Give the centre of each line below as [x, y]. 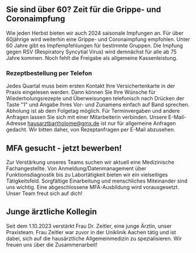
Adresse [16, 123]
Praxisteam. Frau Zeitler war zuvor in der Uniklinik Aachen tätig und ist [91, 232]
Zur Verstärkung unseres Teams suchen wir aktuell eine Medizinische [90, 162]
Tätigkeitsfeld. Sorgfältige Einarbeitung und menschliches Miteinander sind [97, 181]
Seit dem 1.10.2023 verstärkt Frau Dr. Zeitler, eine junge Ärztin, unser [89, 226]
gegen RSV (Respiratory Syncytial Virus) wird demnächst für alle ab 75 [92, 52]
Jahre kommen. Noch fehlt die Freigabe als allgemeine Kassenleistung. [92, 58]
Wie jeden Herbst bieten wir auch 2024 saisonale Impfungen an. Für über [95, 33]
